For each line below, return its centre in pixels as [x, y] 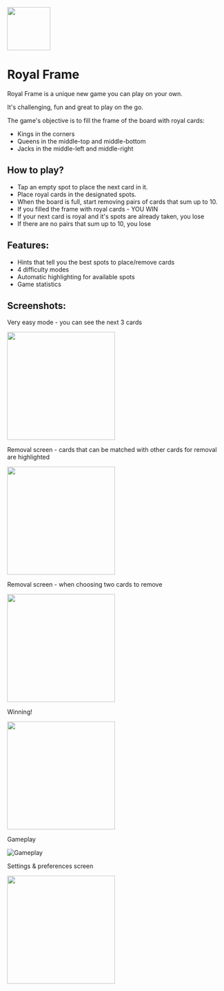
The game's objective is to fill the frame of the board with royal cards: [106, 120]
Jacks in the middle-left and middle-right [75, 149]
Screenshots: [37, 306]
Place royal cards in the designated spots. [77, 194]
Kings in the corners [46, 133]
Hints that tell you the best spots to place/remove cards [96, 262]
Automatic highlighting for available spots [76, 276]
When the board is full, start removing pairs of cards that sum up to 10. [118, 201]
